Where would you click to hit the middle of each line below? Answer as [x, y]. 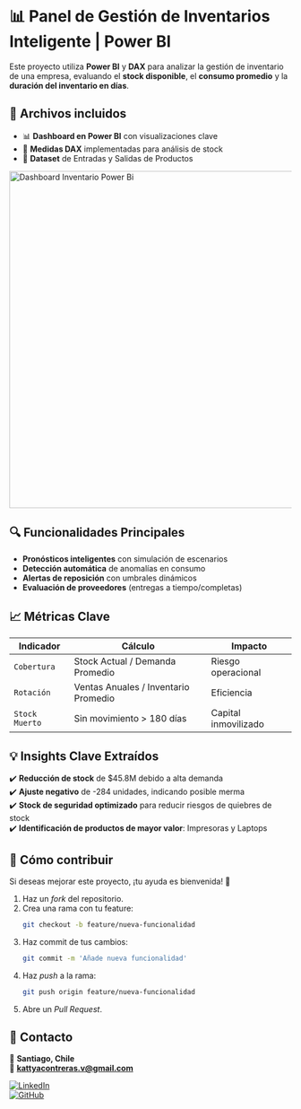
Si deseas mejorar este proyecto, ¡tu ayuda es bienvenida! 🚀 [120, 881]
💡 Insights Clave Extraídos [84, 756]
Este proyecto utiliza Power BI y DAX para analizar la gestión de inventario [146, 66]
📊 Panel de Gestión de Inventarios [140, 17]
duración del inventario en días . [69, 85]
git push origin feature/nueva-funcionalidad [108, 991]
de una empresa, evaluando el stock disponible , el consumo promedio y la [149, 75]
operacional [236, 673]
